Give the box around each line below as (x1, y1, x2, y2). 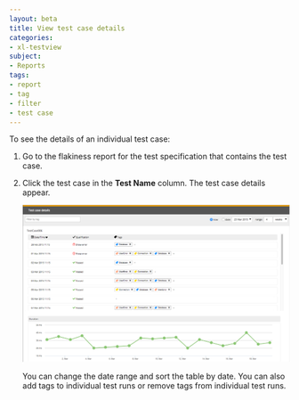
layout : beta (9, 14, 58, 23)
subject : (9, 52, 42, 61)
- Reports (9, 61, 46, 70)
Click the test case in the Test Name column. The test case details (21, 178, 266, 189)
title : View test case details (9, 23, 125, 33)
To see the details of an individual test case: (9, 134, 171, 144)
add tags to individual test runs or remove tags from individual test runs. (21, 380, 287, 391)
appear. (21, 187, 51, 198)
